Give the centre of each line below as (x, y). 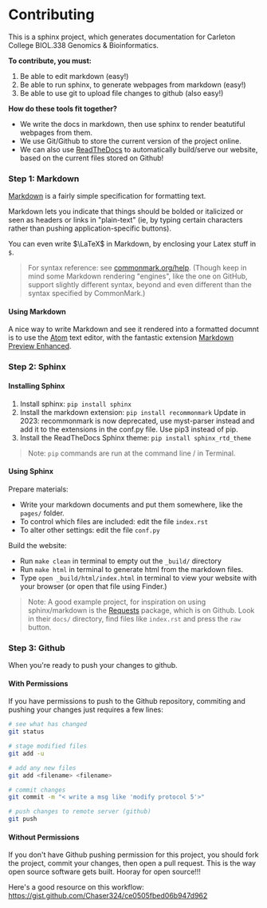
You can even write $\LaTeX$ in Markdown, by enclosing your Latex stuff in (132, 244)
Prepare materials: (39, 489)
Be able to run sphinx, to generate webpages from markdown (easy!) (133, 85)
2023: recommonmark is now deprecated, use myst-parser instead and (137, 420)
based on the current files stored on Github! (92, 158)
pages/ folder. (42, 513)
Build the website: (38, 545)
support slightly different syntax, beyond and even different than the (140, 285)
